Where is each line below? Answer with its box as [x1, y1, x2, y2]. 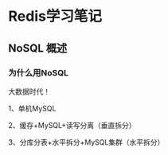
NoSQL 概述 [8, 41, 68, 55]
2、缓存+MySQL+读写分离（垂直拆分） [8, 120, 137, 130]
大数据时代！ [8, 87, 50, 96]
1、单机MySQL [8, 103, 57, 113]
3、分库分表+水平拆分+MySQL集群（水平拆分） [8, 137, 165, 147]
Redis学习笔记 [8, 7, 102, 25]
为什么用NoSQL [8, 67, 69, 78]
